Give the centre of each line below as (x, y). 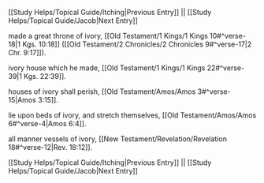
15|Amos (22, 100)
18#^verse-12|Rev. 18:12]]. (50, 147)
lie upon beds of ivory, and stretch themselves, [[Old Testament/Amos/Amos (132, 115)
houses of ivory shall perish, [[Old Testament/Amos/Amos (102, 91)
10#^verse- (228, 36)
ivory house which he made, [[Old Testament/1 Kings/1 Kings (107, 68)
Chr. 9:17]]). (27, 52)
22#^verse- (226, 68)
